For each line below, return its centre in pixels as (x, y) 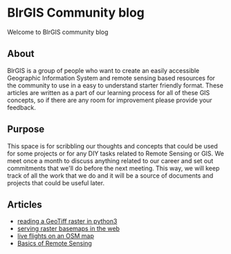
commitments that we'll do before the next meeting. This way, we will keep (113, 168)
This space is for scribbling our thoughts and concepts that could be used (112, 146)
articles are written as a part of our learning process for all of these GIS (109, 92)
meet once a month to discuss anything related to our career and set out (110, 160)
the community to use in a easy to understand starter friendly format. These (115, 85)
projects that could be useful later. (56, 183)
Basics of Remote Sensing (54, 244)
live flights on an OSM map (56, 236)
